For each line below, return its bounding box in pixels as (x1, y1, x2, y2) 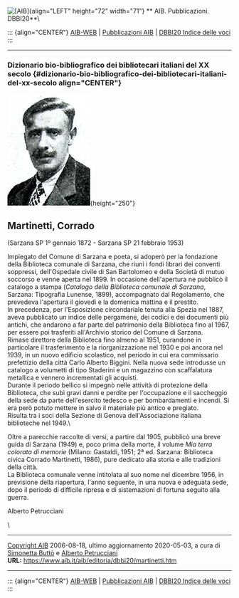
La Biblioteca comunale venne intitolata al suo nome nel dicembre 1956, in (7, 471, 224, 479)
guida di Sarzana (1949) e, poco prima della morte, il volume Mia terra (7, 440, 213, 448)
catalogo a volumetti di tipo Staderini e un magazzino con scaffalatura (7, 366, 213, 374)
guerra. (7, 493, 29, 502)
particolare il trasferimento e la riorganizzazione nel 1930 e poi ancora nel (7, 343, 223, 352)
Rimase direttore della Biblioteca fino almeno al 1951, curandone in (7, 335, 201, 345)
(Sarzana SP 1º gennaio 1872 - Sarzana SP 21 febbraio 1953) (7, 238, 184, 247)
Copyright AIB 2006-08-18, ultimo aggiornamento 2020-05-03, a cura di (7, 541, 221, 550)
